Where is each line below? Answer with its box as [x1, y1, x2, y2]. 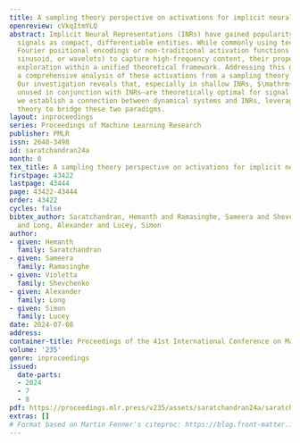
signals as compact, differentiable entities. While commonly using [17, 38, 278, 47]
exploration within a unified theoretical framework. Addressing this [17, 63, 286, 72]
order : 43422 [9, 196, 58, 205]
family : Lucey [17, 312, 70, 322]
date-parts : [17, 370, 62, 380]
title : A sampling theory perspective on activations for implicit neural [9, 13, 294, 22]
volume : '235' [9, 345, 62, 354]
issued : [9, 362, 38, 371]
